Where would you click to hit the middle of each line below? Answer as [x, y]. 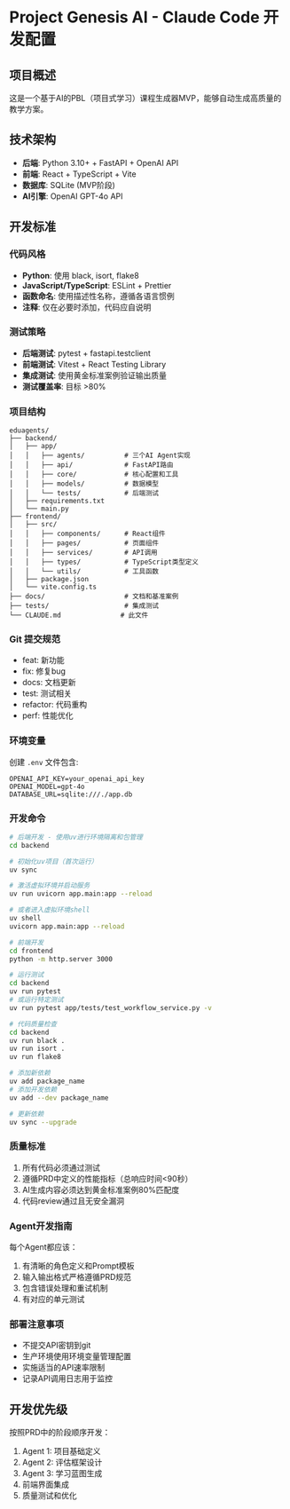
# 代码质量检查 [33, 1024]
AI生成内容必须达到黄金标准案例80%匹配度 [101, 1189]
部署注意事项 [37, 1324]
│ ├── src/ [33, 525]
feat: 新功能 [43, 660]
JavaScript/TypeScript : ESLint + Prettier [97, 285]
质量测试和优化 [49, 1496]
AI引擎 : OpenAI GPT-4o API [72, 196]
